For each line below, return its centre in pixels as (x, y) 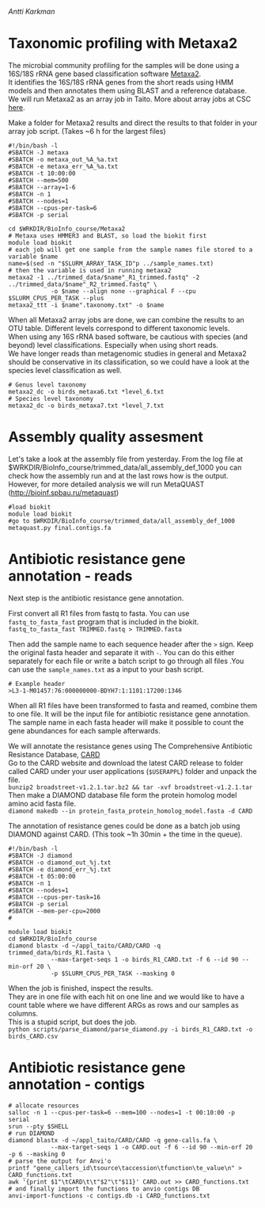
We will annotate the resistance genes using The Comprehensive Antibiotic (131, 746)
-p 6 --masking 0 (37, 1154)
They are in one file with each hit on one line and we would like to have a (127, 997)
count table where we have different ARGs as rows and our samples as (123, 1004)
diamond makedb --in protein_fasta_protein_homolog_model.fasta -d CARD (131, 811)
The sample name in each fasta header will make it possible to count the (126, 722)
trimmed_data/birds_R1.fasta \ (60, 953)
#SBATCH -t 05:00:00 (42, 876)
